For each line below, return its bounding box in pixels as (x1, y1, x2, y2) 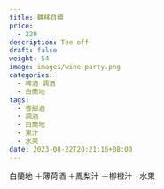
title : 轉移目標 (9, 12, 64, 22)
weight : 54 (9, 54, 50, 63)
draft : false (9, 46, 58, 55)
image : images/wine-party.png (9, 63, 121, 72)
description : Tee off (9, 37, 90, 47)
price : (9, 21, 34, 30)
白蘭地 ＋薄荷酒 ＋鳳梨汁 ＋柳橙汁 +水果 (9, 170, 156, 181)
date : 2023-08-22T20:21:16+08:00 (9, 145, 133, 154)
